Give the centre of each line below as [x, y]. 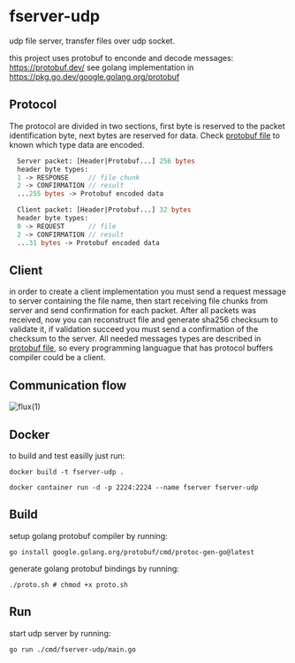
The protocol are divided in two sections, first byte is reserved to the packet [147, 126]
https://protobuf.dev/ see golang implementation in [102, 67]
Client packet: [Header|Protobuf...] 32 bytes [104, 210]
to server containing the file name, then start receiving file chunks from [139, 301]
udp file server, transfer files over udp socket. [92, 41]
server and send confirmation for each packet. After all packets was [133, 311]
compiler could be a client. [57, 358]
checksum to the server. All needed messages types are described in [135, 339]
